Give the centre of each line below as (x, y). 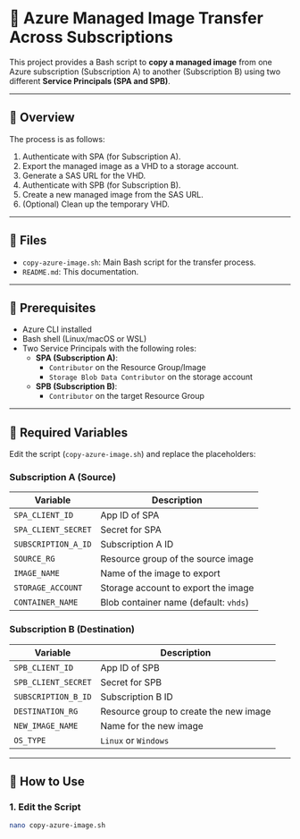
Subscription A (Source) (62, 478)
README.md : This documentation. (80, 271)
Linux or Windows (135, 740)
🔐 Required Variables (68, 432)
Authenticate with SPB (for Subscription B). (101, 185)
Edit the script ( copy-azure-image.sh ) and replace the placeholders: (133, 454)
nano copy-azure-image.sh (57, 826)
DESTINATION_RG (46, 711)
